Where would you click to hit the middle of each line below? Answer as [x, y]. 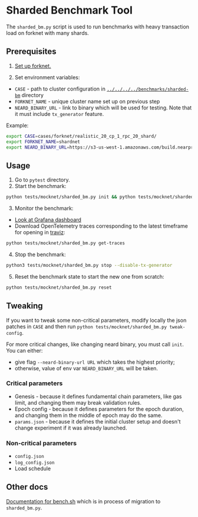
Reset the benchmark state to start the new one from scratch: [89, 276]
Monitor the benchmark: [44, 208]
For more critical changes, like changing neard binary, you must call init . [95, 344]
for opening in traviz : [40, 232]
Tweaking [24, 306]
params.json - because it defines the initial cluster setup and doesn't [98, 421]
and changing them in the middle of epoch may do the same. [88, 415]
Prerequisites [31, 52]
